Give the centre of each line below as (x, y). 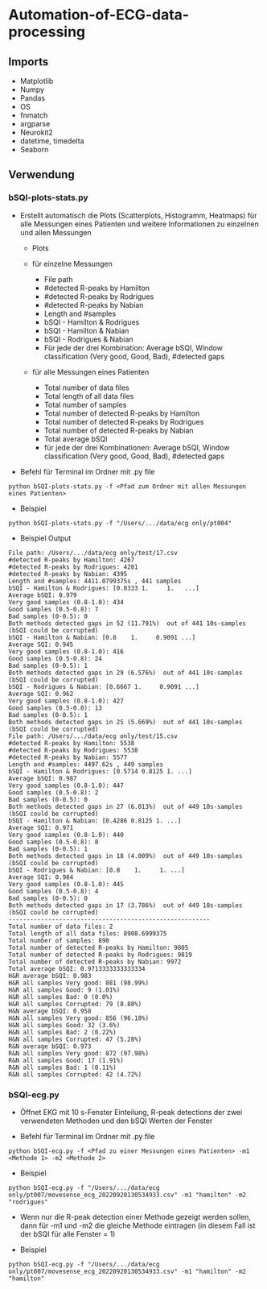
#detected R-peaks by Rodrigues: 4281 (73, 567)
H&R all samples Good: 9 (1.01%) (64, 990)
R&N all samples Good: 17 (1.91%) (66, 1060)
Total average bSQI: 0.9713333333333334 (77, 968)
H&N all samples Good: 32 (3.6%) (64, 1025)
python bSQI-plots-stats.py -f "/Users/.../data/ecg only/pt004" (120, 523)
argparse (35, 124)
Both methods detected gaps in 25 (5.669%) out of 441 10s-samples (125, 722)
